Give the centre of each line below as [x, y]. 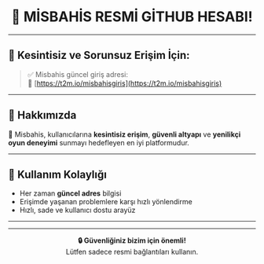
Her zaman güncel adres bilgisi [70, 193]
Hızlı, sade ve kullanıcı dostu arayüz [77, 210]
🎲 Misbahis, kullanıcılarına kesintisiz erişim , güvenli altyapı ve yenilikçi [125, 134]
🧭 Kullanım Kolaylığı [58, 174]
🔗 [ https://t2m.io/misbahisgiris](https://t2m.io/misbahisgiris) [125, 83]
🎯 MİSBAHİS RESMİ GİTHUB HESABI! [132, 17]
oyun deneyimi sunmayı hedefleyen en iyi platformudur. [99, 142]
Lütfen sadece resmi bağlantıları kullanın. [132, 252]
